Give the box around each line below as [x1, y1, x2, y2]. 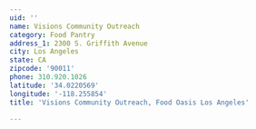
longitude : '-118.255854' [9, 89, 107, 98]
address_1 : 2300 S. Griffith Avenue [9, 38, 148, 48]
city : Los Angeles [9, 47, 79, 56]
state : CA [9, 55, 47, 64]
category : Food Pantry [9, 30, 95, 39]
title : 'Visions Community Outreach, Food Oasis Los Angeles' [9, 97, 250, 107]
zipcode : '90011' [9, 64, 75, 74]
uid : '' [9, 13, 39, 23]
